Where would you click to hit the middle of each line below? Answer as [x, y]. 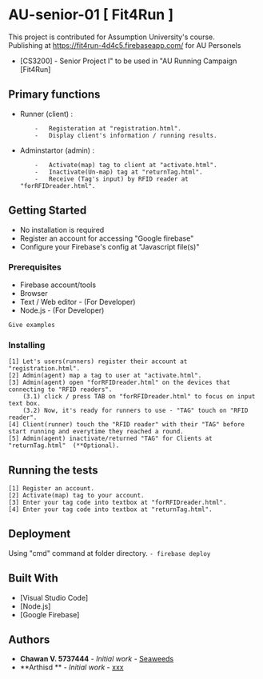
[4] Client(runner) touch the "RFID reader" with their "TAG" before [127, 425]
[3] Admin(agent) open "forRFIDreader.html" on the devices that [119, 383]
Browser [34, 293]
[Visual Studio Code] [54, 597]
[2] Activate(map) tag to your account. [77, 495]
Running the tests [53, 470]
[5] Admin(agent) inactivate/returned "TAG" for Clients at [111, 439]
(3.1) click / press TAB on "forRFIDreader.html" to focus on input [139, 397]
